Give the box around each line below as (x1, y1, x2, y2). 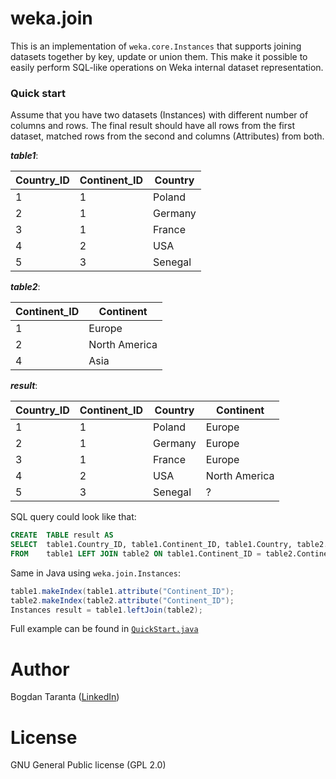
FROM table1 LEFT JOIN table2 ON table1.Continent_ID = (10, 548, 262, 559)
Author (10, 658, 70, 681)
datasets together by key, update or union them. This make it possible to (10, 50, 308, 62)
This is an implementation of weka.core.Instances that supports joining (10, 40, 302, 52)
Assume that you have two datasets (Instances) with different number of (10, 109, 309, 121)
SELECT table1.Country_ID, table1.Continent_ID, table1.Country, (10, 540, 293, 550)
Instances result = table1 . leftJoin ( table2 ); (10, 605, 203, 615)
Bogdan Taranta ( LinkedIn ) (10, 691, 120, 703)
